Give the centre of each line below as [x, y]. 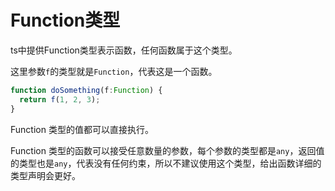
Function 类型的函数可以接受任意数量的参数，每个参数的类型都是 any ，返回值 [167, 150]
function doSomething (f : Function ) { [86, 90]
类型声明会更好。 [45, 175]
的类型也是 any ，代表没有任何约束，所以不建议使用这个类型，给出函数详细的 [166, 163]
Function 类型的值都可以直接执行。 [82, 129]
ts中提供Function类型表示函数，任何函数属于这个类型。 [124, 50]
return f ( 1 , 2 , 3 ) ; [60, 99]
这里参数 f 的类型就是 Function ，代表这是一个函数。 [114, 71]
